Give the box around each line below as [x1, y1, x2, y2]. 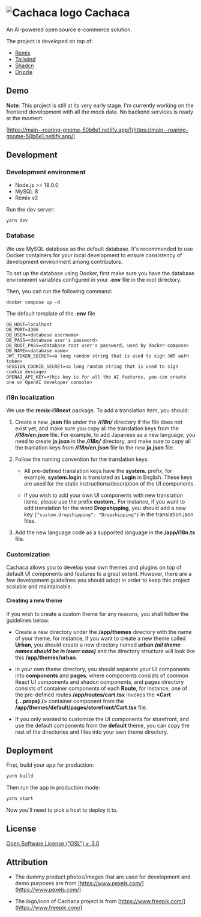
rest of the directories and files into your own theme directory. [14, 728, 169, 736]
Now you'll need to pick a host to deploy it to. [6, 806, 118, 814]
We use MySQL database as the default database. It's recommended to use [6, 245, 193, 252]
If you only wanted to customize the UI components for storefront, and [14, 715, 190, 722]
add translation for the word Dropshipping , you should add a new [23, 505, 187, 512]
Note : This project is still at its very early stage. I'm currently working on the [6, 102, 194, 109]
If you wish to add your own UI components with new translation [23, 492, 183, 499]
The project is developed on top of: [6, 37, 94, 44]
